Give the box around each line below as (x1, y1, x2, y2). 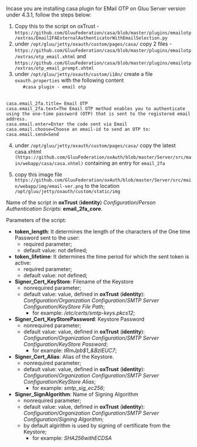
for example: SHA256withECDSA (32, 435, 112, 441)
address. (6, 116, 28, 122)
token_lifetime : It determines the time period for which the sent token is (14, 253, 189, 260)
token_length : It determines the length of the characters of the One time (14, 228, 191, 235)
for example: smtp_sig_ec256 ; (32, 385, 105, 391)
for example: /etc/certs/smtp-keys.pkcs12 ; (32, 309, 135, 316)
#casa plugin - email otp (22, 84, 86, 90)
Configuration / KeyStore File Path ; (23, 303, 105, 310)
